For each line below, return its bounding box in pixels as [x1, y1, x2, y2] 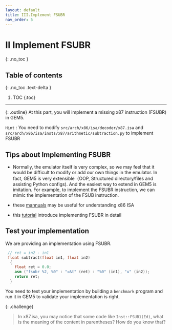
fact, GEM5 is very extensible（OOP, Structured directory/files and [12, 175, 154, 181]
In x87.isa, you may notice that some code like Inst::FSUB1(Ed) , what [17, 313, 164, 319]
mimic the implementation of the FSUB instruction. [12, 192, 119, 198]
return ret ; [14, 274, 40, 279]
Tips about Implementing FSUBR [5, 150, 111, 159]
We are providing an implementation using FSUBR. [5, 240, 112, 246]
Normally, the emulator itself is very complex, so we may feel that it [12, 163, 155, 170]
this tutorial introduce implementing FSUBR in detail [12, 212, 122, 218]
